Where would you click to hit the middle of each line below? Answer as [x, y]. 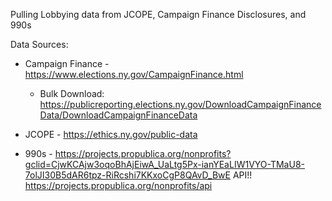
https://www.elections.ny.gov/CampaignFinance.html [134, 74]
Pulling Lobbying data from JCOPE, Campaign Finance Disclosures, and [158, 14]
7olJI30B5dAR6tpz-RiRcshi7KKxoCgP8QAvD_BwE [127, 175]
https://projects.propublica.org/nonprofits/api [118, 185]
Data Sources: [39, 44]
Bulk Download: [72, 93]
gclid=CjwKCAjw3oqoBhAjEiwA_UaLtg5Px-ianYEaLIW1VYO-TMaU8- [164, 164]
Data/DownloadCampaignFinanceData [118, 115]
